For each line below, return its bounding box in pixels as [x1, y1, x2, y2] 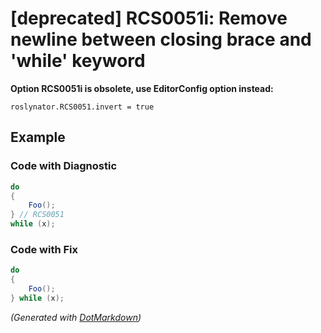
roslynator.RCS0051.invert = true [10, 102, 155, 112]
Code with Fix [10, 242, 79, 256]
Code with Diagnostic [10, 159, 118, 173]
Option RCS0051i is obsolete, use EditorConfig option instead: [10, 82, 274, 94]
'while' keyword [10, 50, 146, 72]
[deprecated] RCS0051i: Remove [10, 7, 288, 30]
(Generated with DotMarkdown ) [10, 311, 142, 323]
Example [10, 129, 66, 146]
